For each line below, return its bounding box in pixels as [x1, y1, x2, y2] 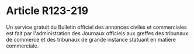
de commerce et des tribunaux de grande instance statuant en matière [6, 36, 176, 43]
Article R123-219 [6, 4, 89, 18]
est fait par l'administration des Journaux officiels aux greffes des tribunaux [6, 29, 189, 36]
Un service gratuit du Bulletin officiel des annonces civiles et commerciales [6, 23, 187, 31]
